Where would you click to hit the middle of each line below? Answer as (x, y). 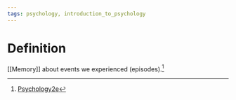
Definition (37, 48)
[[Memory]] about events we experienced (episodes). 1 (86, 69)
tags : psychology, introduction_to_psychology (77, 14)
